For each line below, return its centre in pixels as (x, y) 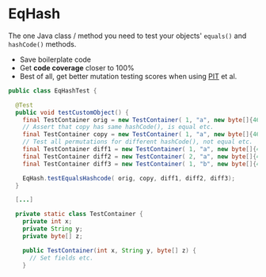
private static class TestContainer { (80, 214)
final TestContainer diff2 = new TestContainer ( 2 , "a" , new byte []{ (140, 156)
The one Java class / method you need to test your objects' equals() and (127, 36)
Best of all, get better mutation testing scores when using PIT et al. (128, 76)
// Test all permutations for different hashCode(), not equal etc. (138, 142)
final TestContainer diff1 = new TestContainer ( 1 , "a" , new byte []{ (140, 150)
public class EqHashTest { (53, 91)
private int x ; (47, 222)
